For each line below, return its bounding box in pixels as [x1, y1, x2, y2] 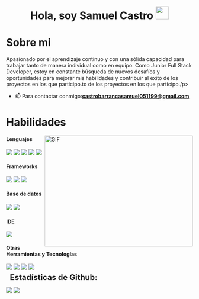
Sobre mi [6, 36, 52, 50]
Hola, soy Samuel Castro [30, 9, 154, 22]
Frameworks [6, 163, 38, 170]
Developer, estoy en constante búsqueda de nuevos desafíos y [6, 68, 160, 75]
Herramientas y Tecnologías [6, 250, 78, 258]
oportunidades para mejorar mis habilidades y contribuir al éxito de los [6, 75, 179, 82]
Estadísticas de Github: [9, 272, 98, 282]
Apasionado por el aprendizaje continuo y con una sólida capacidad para [6, 56, 185, 63]
